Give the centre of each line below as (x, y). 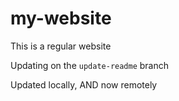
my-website (61, 18)
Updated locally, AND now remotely (84, 84)
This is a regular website (61, 46)
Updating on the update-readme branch (90, 65)
